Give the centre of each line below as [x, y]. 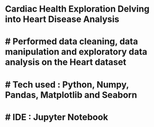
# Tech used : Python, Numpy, [67, 84]
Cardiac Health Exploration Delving [77, 9]
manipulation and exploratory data [76, 52]
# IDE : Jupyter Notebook [57, 117]
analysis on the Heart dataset [66, 62]
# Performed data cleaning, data [72, 42]
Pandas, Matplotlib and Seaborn [71, 95]
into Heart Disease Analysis [62, 19]
